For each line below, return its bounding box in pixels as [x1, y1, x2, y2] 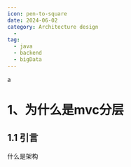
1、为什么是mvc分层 [7, 102, 124, 118]
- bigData [13, 56, 42, 63]
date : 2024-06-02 [7, 17, 58, 24]
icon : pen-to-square [7, 10, 68, 18]
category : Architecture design [7, 23, 99, 30]
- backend [13, 50, 42, 57]
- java [13, 43, 33, 50]
